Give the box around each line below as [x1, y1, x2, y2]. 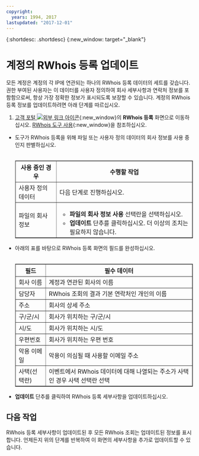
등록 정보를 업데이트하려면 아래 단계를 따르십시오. [6, 101, 120, 108]
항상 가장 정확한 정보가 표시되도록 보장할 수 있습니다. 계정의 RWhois [33, 94, 191, 101]
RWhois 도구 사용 [32, 121, 73, 129]
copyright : [6, 8, 33, 15]
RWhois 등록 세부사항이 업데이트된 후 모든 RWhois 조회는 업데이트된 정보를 [6, 429, 181, 436]
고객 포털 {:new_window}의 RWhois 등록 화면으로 [14, 114, 174, 121]
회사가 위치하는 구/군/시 [48, 313, 111, 321]
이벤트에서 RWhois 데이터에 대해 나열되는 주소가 [48, 368, 176, 376]
